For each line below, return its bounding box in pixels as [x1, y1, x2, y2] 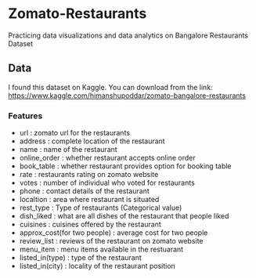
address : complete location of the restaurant [19, 136, 166, 146]
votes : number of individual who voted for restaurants [19, 178, 196, 188]
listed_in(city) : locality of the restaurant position [19, 262, 176, 271]
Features [8, 110, 43, 121]
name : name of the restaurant [19, 145, 117, 154]
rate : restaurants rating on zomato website [19, 170, 159, 179]
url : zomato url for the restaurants [19, 128, 131, 138]
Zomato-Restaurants [8, 5, 147, 23]
